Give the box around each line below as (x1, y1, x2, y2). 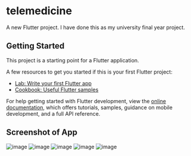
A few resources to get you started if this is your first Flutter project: (6, 68, 173, 75)
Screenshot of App (6, 128, 77, 138)
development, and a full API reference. (6, 110, 101, 117)
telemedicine (6, 4, 73, 18)
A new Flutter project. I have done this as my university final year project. (6, 24, 186, 31)
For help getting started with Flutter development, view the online (6, 97, 167, 104)
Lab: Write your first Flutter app (14, 79, 92, 87)
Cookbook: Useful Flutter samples (14, 86, 99, 93)
